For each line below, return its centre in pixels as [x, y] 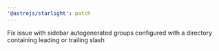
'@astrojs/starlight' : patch [49, 13]
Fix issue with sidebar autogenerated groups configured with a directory [109, 33]
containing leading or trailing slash [56, 40]
